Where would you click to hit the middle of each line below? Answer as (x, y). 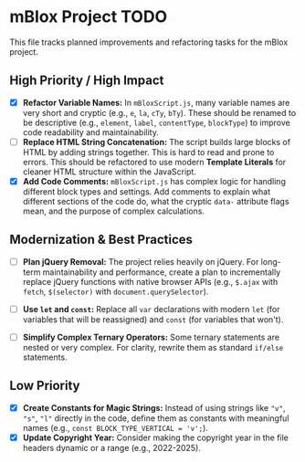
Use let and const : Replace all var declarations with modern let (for (151, 309)
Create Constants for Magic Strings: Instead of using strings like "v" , (154, 407)
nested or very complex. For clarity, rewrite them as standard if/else (153, 347)
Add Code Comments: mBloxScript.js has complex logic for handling (154, 181)
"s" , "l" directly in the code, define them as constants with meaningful (156, 418)
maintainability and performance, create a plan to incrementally (162, 272)
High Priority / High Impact (87, 81)
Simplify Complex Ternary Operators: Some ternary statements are (151, 337)
